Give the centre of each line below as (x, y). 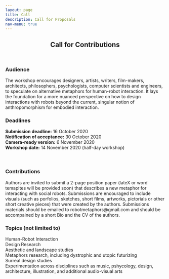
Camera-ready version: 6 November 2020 (50, 142)
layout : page (19, 10)
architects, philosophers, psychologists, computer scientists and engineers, (84, 86)
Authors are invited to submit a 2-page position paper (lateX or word (76, 182)
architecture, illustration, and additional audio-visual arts (64, 271)
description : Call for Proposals (40, 19)
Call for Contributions (85, 44)
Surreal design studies (29, 260)
